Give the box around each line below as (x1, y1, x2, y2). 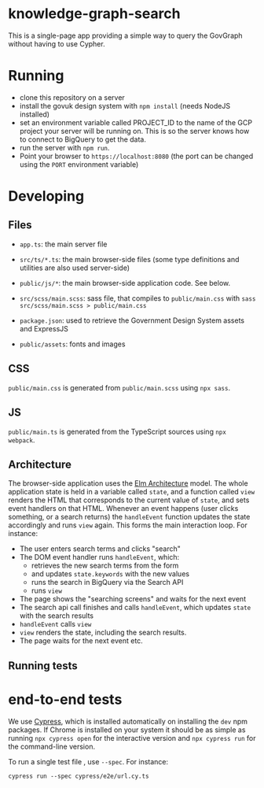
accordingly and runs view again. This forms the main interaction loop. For (8, 520, 247, 530)
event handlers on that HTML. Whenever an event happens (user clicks (8, 504, 239, 513)
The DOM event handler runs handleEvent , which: (19, 553, 180, 562)
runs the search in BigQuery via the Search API (31, 578, 184, 587)
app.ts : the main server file (19, 239, 108, 249)
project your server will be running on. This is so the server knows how (19, 126, 250, 135)
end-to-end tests (8, 690, 123, 708)
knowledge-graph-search (8, 5, 181, 23)
